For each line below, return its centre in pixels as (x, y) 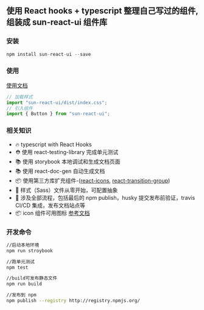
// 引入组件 (20, 108)
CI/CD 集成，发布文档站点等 (50, 205)
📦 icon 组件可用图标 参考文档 (52, 213)
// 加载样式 (20, 97)
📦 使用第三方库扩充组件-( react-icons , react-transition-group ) (93, 180)
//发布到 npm (21, 295)
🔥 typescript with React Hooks (54, 144)
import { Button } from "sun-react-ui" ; (58, 114)
